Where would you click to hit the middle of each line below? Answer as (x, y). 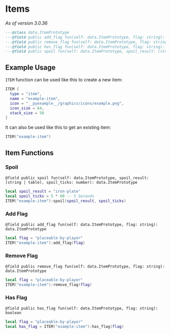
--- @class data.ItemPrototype (37, 32)
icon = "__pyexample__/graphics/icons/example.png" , (67, 103)
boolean (13, 313)
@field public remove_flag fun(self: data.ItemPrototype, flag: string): (85, 266)
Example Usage (31, 67)
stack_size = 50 (27, 113)
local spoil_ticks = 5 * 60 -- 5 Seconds (50, 196)
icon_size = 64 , (27, 108)
